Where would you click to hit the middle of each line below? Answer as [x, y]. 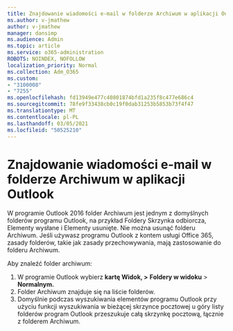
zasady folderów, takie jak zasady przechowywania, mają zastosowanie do [114, 243]
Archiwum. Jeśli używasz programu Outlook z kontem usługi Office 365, [110, 235]
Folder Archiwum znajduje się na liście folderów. [86, 292]
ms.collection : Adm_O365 [43, 72]
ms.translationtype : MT [42, 111]
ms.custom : [23, 78]
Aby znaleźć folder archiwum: [50, 264]
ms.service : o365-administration [55, 53]
